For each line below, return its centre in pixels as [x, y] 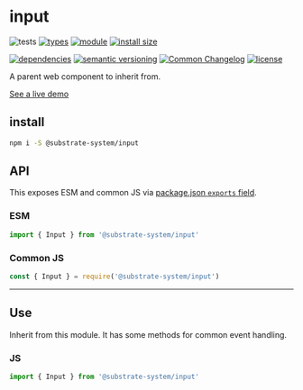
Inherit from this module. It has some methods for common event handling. [148, 334]
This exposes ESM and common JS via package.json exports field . [133, 193]
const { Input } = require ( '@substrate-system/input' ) [115, 277]
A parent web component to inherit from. [85, 76]
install [27, 122]
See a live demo [39, 94]
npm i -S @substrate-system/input [74, 143]
